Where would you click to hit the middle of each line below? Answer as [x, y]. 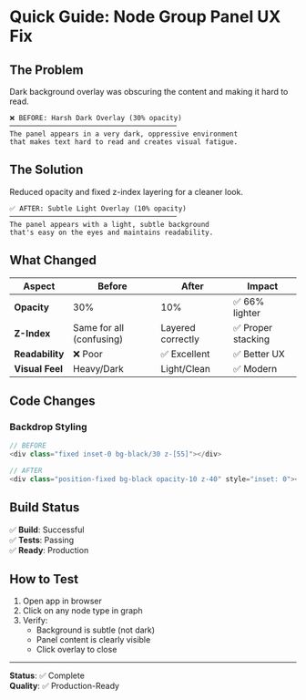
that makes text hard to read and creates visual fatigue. [124, 142]
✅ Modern [255, 368]
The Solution [46, 170]
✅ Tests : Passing [42, 540]
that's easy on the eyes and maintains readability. [112, 232]
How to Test [44, 579]
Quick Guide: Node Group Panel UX [145, 17]
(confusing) [98, 339]
